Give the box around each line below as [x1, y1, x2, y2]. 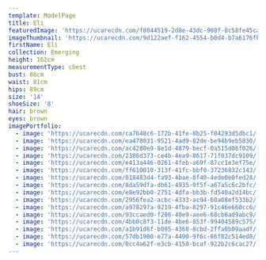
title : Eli [8, 19, 44, 27]
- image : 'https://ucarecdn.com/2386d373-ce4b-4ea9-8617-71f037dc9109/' [15, 151, 260, 159]
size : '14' [8, 93, 44, 101]
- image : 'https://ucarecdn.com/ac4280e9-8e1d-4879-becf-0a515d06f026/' [15, 144, 260, 152]
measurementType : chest [8, 63, 87, 71]
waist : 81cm [8, 78, 47, 86]
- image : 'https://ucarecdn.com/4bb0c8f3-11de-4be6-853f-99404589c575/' [15, 218, 260, 226]
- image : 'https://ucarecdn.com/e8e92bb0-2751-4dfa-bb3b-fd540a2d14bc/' [15, 188, 260, 197]
